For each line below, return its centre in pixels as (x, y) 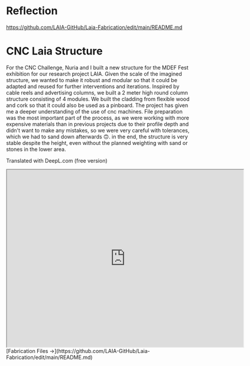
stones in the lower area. (36, 149)
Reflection (32, 11)
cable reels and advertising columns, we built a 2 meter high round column (97, 92)
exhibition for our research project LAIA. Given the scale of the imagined (94, 74)
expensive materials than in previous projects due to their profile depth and (98, 124)
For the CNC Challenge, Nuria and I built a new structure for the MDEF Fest (98, 67)
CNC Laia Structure (54, 51)
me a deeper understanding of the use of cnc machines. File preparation (95, 111)
